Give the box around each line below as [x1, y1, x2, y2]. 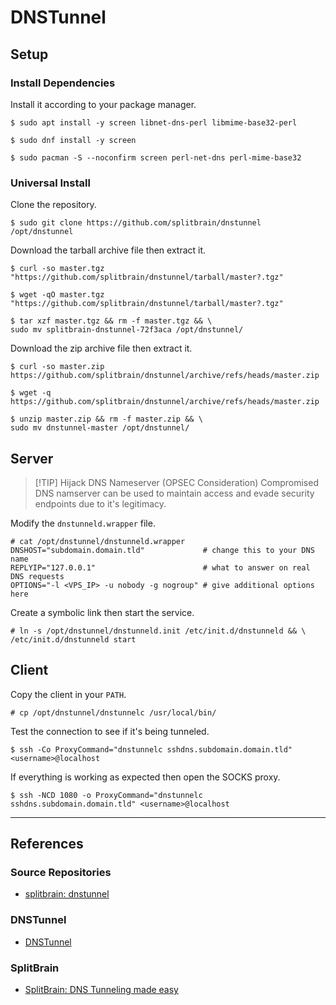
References [10, 836, 84, 853]
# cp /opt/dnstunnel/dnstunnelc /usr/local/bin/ [10, 707, 217, 718]
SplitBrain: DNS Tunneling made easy [24, 984, 179, 996]
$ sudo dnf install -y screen [10, 135, 137, 145]
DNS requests [10, 571, 65, 581]
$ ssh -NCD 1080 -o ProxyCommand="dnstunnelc [10, 790, 203, 800]
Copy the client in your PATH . [10, 688, 127, 700]
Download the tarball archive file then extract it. [10, 244, 207, 256]
